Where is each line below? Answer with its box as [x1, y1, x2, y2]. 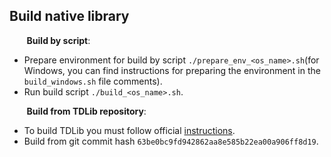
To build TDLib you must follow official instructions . [23, 124, 236, 136]
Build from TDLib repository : [26, 105, 147, 117]
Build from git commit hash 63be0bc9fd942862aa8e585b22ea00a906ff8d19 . [23, 135, 319, 147]
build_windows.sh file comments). [23, 75, 163, 87]
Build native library [9, 8, 130, 25]
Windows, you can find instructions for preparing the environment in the [23, 64, 321, 76]
